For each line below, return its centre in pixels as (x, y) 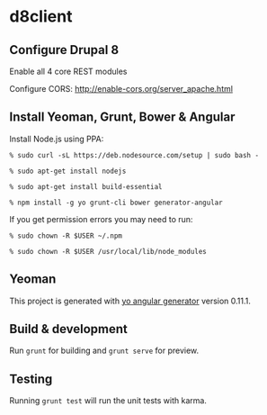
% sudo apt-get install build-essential (86, 186)
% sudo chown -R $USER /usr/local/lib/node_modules (108, 251)
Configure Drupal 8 (64, 50)
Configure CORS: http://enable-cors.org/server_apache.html (121, 89)
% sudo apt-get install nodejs (68, 171)
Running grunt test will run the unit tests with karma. (108, 401)
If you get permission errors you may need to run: (101, 219)
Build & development (68, 329)
